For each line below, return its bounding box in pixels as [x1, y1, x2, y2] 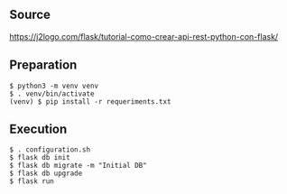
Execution [9, 122, 68, 137]
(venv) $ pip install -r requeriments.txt [9, 97, 171, 106]
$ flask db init [9, 153, 70, 162]
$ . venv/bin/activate [9, 89, 95, 98]
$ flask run [9, 177, 54, 186]
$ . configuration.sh [9, 145, 91, 154]
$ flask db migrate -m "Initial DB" [9, 162, 147, 171]
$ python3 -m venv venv [9, 81, 99, 90]
